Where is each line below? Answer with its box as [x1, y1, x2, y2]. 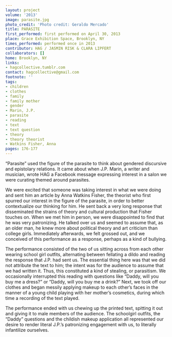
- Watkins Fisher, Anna [5, 141, 56, 147]
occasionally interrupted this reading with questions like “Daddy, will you [5, 273, 159, 279]
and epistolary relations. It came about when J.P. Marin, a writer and [5, 166, 150, 172]
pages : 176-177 [5, 146, 38, 152]
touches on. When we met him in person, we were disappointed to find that [5, 214, 164, 220]
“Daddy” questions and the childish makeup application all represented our [5, 316, 164, 322]
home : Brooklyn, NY [5, 55, 47, 61]
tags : [5, 79, 17, 84]
